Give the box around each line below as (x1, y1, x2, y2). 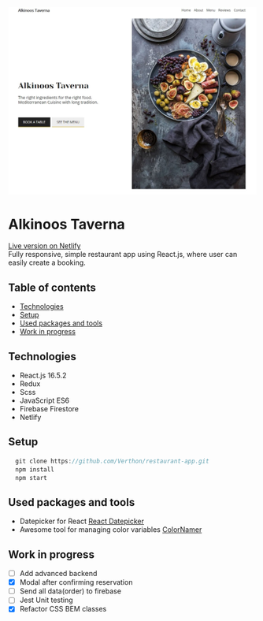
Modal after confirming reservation (19, 578, 133, 587)
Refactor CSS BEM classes (19, 604, 107, 614)
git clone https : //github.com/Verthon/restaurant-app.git (15, 457, 210, 465)
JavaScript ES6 (19, 396, 70, 405)
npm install (15, 465, 55, 474)
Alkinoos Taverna (8, 215, 126, 233)
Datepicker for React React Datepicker (19, 516, 144, 526)
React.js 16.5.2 (19, 370, 67, 380)
